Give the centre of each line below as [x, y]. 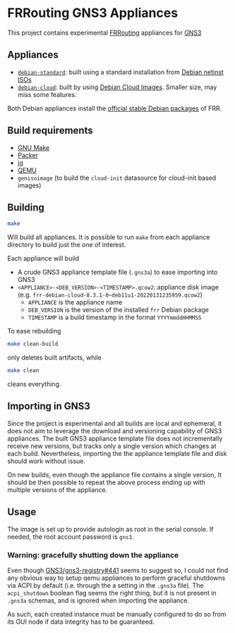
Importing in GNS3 [49, 406]
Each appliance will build [43, 258]
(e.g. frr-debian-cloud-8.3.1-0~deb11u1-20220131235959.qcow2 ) [110, 295]
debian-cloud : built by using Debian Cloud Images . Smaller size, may [117, 87]
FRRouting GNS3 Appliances [93, 13]
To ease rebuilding [34, 331]
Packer [28, 155]
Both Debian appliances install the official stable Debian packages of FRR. [115, 108]
